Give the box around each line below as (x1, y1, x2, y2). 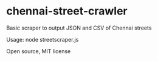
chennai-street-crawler (6, 4, 128, 18)
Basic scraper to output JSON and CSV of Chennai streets (6, 24, 152, 31)
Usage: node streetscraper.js (6, 36, 79, 43)
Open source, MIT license (6, 47, 71, 55)
